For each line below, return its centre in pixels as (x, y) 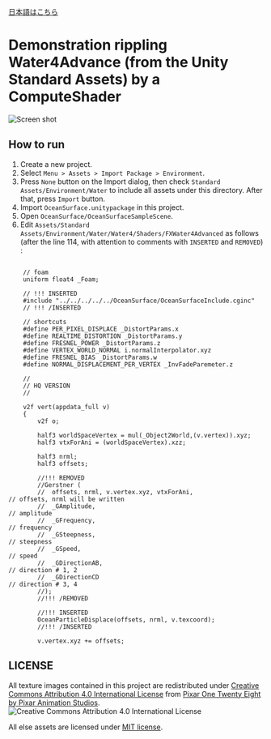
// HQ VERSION (47, 386)
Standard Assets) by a (84, 80)
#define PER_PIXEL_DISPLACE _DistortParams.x (101, 329)
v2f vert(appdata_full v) (67, 407)
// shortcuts (45, 322)
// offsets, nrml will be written (67, 499)
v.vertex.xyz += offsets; (81, 641)
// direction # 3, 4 (43, 584)
